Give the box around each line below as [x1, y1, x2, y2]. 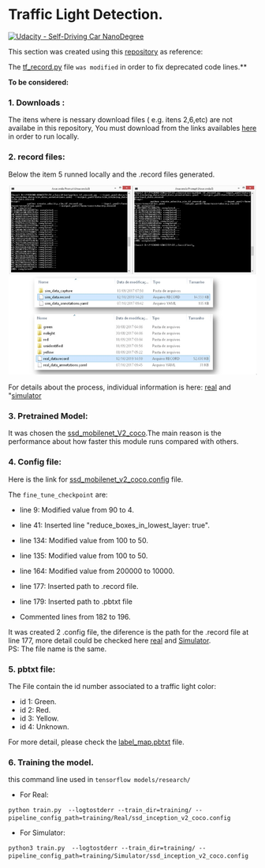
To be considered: [8, 77, 69, 87]
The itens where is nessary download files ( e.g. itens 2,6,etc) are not [8, 115, 233, 125]
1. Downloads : [8, 97, 65, 108]
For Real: [19, 790, 49, 799]
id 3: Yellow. [19, 713, 59, 723]
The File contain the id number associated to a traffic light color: [8, 682, 217, 691]
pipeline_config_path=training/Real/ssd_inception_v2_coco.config [8, 814, 231, 822]
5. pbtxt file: [8, 664, 56, 675]
